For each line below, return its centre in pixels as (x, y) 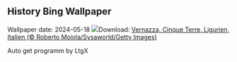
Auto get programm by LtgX (48, 50)
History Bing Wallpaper (59, 12)
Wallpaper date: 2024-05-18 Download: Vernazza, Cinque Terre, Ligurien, (118, 29)
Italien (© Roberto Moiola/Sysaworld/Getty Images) (82, 37)
